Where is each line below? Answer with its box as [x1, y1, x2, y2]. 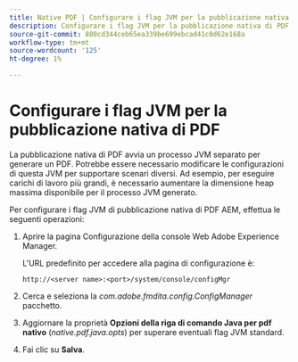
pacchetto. [21, 300, 62, 310]
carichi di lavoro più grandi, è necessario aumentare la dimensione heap [9, 177, 275, 188]
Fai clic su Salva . [21, 344, 85, 355]
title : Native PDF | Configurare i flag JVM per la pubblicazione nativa [9, 12, 290, 22]
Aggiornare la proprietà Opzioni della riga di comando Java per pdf [21, 317, 272, 328]
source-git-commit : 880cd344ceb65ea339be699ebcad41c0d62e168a [9, 29, 245, 38]
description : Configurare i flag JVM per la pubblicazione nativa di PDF [9, 21, 290, 30]
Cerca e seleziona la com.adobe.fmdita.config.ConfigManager [21, 291, 252, 301]
